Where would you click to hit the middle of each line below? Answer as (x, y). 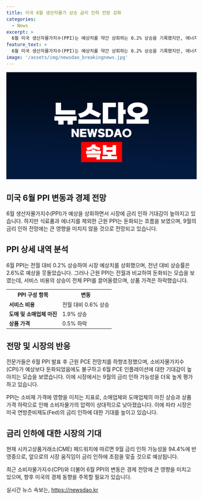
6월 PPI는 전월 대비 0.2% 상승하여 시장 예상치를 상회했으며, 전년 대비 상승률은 (98, 265)
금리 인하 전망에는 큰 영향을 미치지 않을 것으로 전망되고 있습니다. (82, 229)
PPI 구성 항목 (33, 295)
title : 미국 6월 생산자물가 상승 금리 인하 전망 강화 (64, 13)
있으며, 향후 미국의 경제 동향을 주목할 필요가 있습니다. (69, 477)
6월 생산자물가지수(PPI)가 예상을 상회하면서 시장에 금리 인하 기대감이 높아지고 (98, 214)
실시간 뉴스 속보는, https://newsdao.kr (52, 490)
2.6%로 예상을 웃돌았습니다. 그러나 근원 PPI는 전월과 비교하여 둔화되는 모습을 (98, 273)
